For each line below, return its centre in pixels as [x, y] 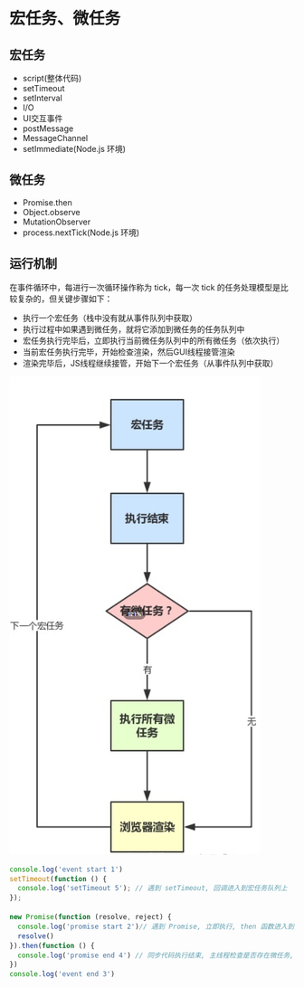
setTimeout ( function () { [58, 879]
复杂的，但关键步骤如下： [65, 299]
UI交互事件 [43, 118]
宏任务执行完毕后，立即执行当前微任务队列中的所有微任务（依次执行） [153, 340]
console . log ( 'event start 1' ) [66, 869]
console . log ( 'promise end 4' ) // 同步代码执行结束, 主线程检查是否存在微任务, [156, 955]
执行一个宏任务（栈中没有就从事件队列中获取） [109, 318]
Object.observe [52, 212]
